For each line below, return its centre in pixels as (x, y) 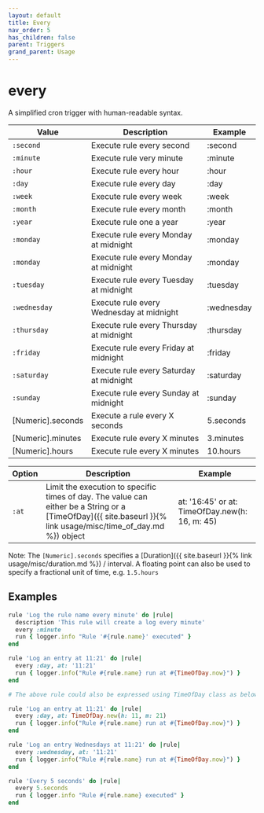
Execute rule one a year (135, 222)
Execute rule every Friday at (143, 348)
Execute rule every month (139, 209)
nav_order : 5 (29, 30)
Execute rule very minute (137, 158)
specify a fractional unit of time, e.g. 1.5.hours (83, 572)
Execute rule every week (137, 196)
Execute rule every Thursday (145, 325)
